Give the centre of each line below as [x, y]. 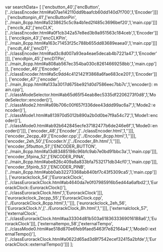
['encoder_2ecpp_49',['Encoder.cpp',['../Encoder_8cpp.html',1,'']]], [71, 136]
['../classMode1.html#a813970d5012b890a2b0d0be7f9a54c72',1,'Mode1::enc [81, 115]
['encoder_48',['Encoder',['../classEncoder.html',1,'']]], [81, 131]
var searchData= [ [23, 7]
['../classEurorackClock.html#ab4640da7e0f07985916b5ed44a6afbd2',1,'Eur [81, 182]
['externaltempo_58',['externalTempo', [75, 224]
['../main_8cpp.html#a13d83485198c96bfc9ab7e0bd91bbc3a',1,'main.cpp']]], [81, 151]
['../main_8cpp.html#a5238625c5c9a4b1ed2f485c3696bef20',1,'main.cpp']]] [81, 22]
